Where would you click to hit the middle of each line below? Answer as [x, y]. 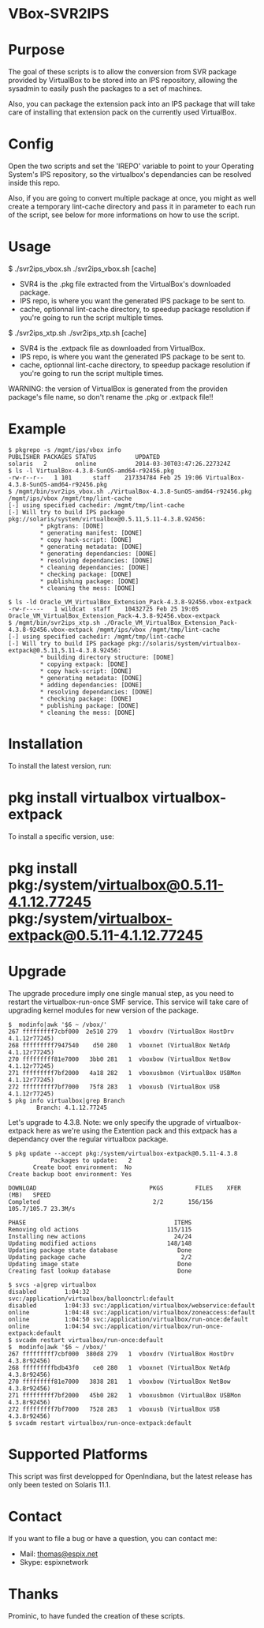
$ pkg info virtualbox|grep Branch [67, 1100]
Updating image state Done [100, 1264]
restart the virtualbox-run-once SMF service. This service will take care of [128, 1002]
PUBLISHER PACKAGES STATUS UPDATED [84, 457]
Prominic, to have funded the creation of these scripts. [97, 1615]
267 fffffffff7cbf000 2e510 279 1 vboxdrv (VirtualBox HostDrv [121, 1032]
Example [37, 429]
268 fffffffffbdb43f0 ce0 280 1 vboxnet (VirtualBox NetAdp [119, 1367]
